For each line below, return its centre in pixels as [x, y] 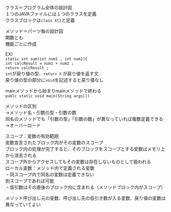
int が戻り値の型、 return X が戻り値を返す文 [52, 74]
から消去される [21, 155]
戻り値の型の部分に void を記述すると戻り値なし [54, 80]
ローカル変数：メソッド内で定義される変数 [50, 168]
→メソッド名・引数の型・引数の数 [41, 112]
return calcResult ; [27, 68]
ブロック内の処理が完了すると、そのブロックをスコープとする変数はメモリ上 [85, 149]
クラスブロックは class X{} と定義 [40, 20]
